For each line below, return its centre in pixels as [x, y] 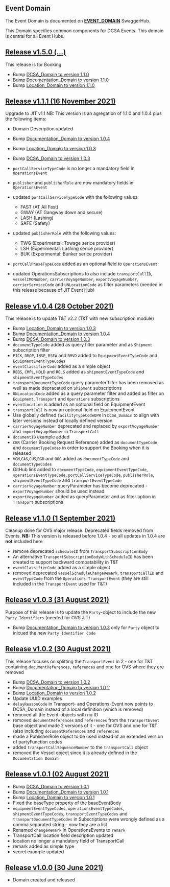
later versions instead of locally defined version [63, 421]
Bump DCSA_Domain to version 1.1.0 [51, 74]
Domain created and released [44, 880]
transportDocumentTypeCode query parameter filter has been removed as [88, 383]
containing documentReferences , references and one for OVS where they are [85, 667]
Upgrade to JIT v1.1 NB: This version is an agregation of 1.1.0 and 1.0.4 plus [83, 113]
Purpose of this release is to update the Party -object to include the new [81, 612]
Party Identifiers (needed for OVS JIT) [48, 617]
